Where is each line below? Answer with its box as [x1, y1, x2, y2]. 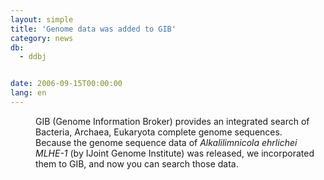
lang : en [10, 88, 47, 98]
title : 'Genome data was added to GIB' [10, 24, 177, 34]
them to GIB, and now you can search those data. [35, 157, 239, 170]
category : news [10, 33, 74, 43]
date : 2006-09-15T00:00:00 [10, 79, 123, 89]
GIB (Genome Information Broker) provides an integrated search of [35, 115, 310, 127]
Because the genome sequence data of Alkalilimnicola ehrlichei [35, 136, 298, 148]
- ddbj [19, 52, 47, 62]
